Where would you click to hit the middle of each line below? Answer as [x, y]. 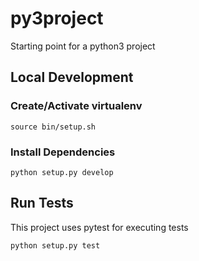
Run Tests [42, 203]
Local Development [72, 77]
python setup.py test [55, 245]
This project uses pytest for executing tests [99, 227]
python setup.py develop [62, 172]
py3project [57, 18]
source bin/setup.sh [53, 127]
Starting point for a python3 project [83, 46]
